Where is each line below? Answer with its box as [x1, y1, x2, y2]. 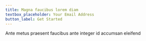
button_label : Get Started [5, 16, 63, 21]
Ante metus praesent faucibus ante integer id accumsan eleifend [5, 30, 141, 36]
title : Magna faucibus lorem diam [5, 7, 79, 12]
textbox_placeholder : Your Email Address [5, 12, 95, 17]
